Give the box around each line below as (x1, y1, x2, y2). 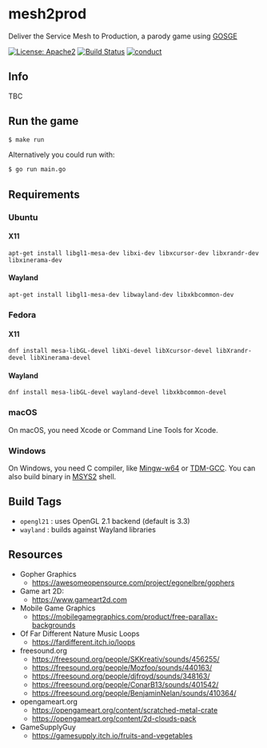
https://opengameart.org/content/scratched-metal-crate (31, 705, 218, 714)
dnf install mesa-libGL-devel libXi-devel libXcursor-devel (8, 347, 213, 355)
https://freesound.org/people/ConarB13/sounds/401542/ (31, 679, 219, 689)
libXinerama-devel (29, 354, 91, 362)
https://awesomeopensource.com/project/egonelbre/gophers (31, 578, 235, 587)
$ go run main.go (8, 166, 66, 174)
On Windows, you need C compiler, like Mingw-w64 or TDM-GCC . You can (8, 463, 256, 473)
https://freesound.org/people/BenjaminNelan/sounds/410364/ (31, 688, 237, 698)
